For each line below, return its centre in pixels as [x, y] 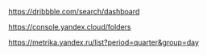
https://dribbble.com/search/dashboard [74, 12]
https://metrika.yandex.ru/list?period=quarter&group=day [104, 42]
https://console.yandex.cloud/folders [70, 27]
